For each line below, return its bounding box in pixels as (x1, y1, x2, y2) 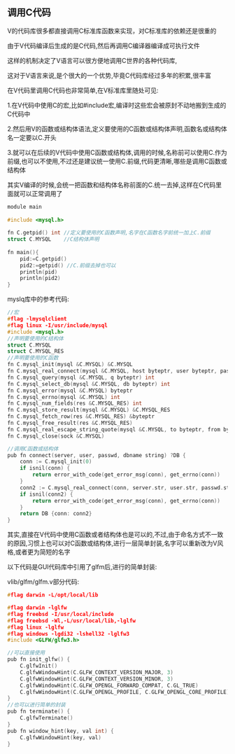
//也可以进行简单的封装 (7, 701, 66, 708)
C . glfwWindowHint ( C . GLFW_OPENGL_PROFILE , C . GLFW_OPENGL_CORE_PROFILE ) (20, 688, 230, 695)
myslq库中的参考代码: (7, 295, 70, 303)
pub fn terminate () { (7, 708, 71, 715)
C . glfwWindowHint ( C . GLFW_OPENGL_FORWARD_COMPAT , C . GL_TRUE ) (20, 682, 199, 689)
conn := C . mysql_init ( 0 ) (20, 458, 92, 466)
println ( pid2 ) (20, 275, 61, 282)
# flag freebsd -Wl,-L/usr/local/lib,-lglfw (7, 617, 136, 624)
